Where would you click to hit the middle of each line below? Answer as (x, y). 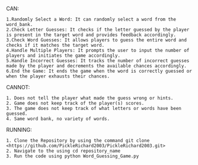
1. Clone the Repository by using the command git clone (78, 141)
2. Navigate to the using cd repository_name (63, 151)
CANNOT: (18, 87)
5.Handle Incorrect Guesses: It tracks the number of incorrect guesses (98, 61)
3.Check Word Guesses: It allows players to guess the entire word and (96, 40)
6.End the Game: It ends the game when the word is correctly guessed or (99, 71)
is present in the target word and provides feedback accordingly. (91, 35)
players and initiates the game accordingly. (63, 56)
